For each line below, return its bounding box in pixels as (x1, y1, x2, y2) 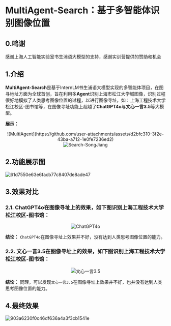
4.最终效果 (5, 302, 39, 310)
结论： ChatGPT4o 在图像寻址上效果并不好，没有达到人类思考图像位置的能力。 (5, 234, 165, 240)
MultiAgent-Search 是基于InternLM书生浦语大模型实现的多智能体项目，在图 (5, 84, 164, 91)
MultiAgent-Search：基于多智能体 (5, 5, 151, 16)
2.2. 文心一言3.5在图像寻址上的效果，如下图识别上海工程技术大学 (5, 248, 165, 255)
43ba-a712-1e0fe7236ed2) (57, 136, 114, 142)
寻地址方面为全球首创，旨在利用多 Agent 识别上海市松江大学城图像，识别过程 (5, 91, 166, 97)
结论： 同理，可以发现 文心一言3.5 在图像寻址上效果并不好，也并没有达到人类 (5, 279, 162, 285)
